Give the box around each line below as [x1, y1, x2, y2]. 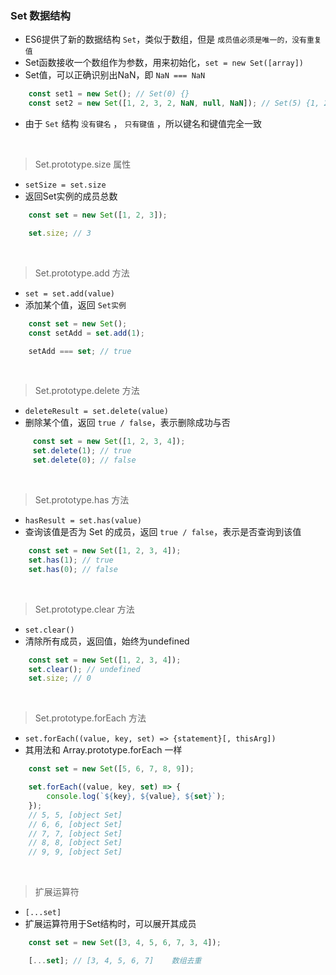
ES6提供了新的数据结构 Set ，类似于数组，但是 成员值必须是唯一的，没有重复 [24, 33, 322, 46]
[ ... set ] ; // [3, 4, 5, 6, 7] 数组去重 [28, 956, 202, 966]
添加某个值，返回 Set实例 [24, 298, 127, 311]
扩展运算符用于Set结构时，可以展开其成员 [24, 918, 197, 930]
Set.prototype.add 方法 [34, 267, 130, 279]
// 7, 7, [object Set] [28, 828, 123, 839]
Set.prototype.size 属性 [34, 158, 132, 171]
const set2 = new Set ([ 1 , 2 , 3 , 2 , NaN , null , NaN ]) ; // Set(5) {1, [28, 98, 320, 109]
